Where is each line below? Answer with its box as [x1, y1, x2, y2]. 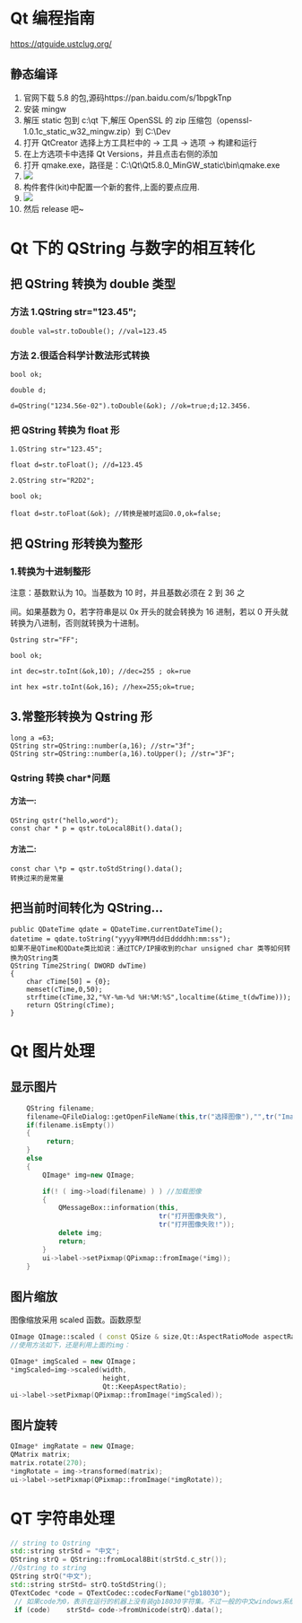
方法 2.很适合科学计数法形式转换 [10, 349, 151, 362]
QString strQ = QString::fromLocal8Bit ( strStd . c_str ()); [10, 1555, 228, 1565]
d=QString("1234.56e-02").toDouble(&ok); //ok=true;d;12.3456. [10, 401, 252, 410]
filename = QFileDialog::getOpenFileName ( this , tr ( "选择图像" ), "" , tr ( [26, 1112, 279, 1121]
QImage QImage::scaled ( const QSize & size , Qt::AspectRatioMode [10, 1332, 259, 1342]
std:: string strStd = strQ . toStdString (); [10, 1580, 168, 1589]
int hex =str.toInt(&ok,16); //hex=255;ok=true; [10, 682, 195, 691]
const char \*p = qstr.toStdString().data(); [10, 864, 183, 873]
